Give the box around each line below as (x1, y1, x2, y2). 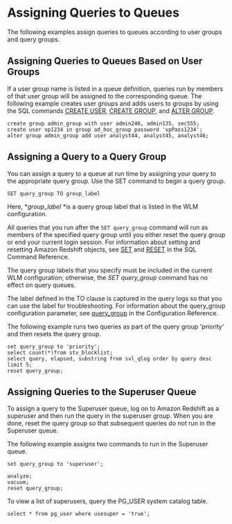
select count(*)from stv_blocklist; (7, 349, 113, 356)
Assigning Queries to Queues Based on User (7, 55, 203, 67)
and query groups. (7, 35, 60, 43)
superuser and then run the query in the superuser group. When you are (7, 412, 213, 420)
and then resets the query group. (7, 329, 102, 338)
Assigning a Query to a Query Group (7, 151, 167, 163)
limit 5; (7, 361, 33, 368)
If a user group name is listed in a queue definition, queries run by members (7, 85, 224, 93)
